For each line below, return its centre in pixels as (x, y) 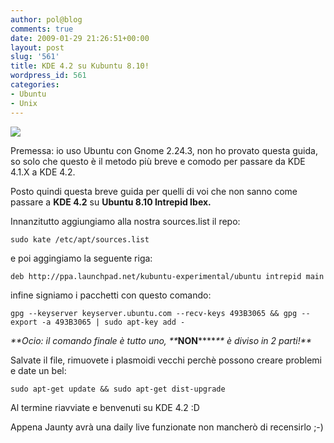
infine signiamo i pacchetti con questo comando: (111, 295)
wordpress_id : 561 (48, 76)
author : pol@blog (46, 19)
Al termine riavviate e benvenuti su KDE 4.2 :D (105, 407)
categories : (35, 85)
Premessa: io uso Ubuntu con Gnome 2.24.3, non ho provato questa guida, (164, 150)
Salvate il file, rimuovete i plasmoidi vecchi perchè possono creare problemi (166, 360)
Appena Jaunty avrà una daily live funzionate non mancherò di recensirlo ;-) (167, 427)
